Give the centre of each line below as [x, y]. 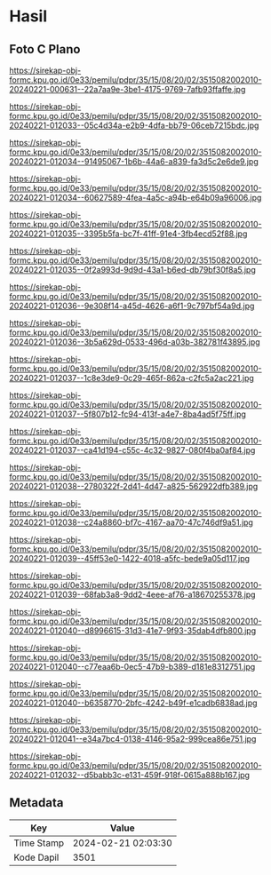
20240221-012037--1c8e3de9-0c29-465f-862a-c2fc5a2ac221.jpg [132, 378]
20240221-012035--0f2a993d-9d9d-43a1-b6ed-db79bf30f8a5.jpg [132, 270]
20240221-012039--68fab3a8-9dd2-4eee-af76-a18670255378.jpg [132, 594]
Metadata [36, 803]
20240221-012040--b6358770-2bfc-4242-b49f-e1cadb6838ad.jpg [133, 703]
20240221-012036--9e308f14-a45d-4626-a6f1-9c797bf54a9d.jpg [132, 306]
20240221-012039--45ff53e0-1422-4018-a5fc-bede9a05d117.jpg [130, 558]
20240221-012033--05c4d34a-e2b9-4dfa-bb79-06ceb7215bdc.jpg [134, 125]
